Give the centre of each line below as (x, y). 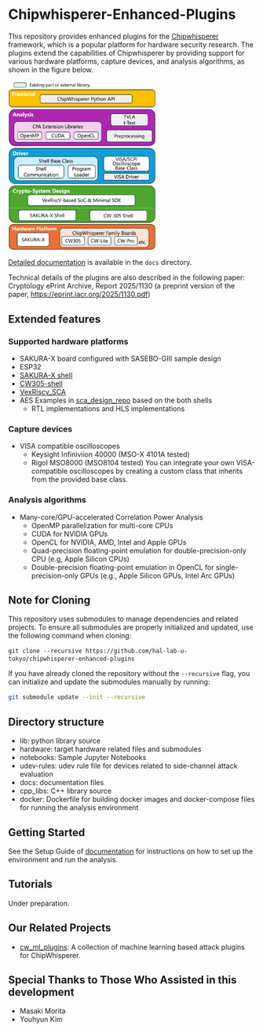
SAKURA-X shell (46, 376)
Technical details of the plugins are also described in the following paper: (127, 277)
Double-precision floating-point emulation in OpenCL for (122, 567)
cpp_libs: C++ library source (66, 791)
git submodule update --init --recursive (77, 697)
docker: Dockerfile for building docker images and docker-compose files (137, 799)
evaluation (36, 774)
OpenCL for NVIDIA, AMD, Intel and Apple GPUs (109, 542)
